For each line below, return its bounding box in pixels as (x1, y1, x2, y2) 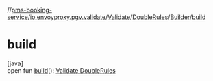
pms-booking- (11, 6, 53, 14)
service (7, 13, 29, 21)
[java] (7, 59, 24, 67)
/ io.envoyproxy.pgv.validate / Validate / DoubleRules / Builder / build (27, 13, 206, 21)
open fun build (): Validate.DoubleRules (7, 66, 116, 74)
